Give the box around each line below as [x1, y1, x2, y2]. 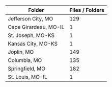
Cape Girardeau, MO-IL [8, 24, 65, 30]
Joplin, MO [8, 49, 34, 55]
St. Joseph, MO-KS [8, 32, 55, 39]
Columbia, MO [8, 57, 42, 63]
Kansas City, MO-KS [8, 40, 58, 47]
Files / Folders [69, 7, 104, 13]
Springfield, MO [8, 65, 46, 72]
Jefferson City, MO [8, 15, 53, 22]
